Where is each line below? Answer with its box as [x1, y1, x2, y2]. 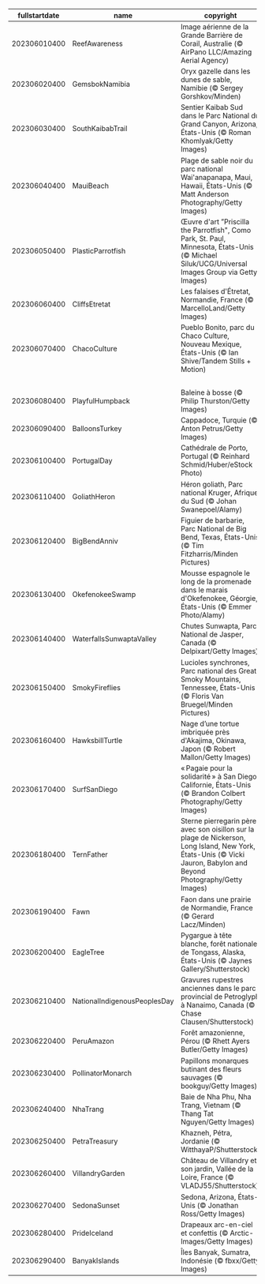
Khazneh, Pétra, [180, 1128, 233, 1137]
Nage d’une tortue [180, 719, 240, 728]
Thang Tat [180, 1109, 215, 1118]
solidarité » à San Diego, [180, 772, 259, 781]
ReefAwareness [72, 39, 124, 48]
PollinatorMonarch [72, 1068, 132, 1078]
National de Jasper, [180, 629, 244, 640]
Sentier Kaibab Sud [180, 103, 243, 112]
